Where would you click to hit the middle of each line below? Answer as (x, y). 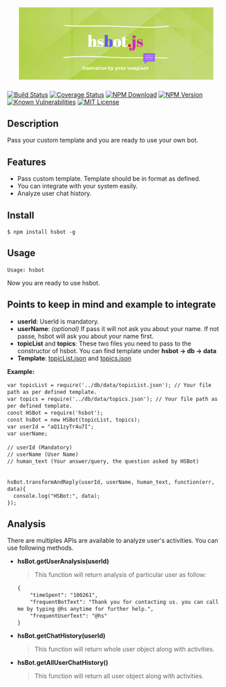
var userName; (28, 434)
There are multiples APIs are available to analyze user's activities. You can (113, 541)
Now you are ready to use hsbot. (54, 283)
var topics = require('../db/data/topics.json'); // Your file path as (112, 399)
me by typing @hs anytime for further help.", (85, 609)
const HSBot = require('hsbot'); (55, 413)
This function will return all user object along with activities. (119, 676)
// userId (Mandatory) (40, 447)
